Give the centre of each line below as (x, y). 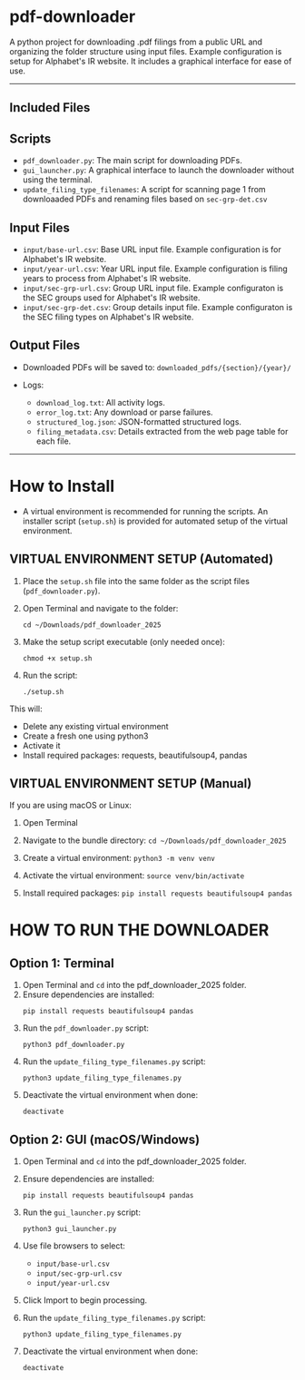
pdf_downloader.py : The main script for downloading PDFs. (132, 161)
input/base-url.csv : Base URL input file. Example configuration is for (152, 249)
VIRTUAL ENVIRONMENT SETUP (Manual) (131, 783)
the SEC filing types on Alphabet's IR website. (108, 317)
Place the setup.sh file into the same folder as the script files (136, 581)
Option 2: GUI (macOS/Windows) (105, 1139)
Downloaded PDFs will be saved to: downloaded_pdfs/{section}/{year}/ (157, 367)
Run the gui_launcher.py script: (81, 1212)
